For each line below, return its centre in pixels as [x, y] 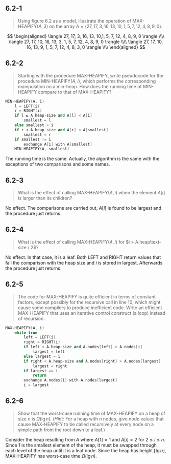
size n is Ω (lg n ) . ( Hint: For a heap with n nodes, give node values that [91, 419]
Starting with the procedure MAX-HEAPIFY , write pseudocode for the [91, 75]
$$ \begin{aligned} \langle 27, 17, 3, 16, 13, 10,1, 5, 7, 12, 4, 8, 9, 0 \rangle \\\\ [86, 36]
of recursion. [31, 318]
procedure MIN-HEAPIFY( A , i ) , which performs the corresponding [87, 81]
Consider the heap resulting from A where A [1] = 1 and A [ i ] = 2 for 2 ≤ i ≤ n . [85, 439]
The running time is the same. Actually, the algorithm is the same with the [82, 159]
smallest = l [38, 120]
